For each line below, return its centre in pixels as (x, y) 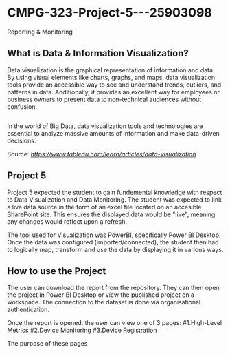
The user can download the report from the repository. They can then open (113, 288)
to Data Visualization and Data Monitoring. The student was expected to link (114, 199)
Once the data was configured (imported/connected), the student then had (113, 242)
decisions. (22, 140)
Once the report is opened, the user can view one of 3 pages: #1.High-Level (114, 323)
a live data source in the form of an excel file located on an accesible (104, 207)
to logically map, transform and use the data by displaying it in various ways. (115, 249)
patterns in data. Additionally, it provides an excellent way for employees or (113, 92)
